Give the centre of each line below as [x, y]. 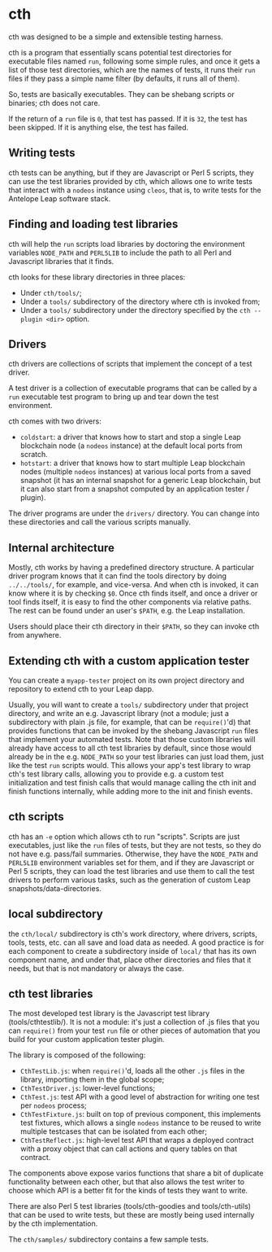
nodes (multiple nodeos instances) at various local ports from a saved [136, 472]
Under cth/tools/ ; [51, 292]
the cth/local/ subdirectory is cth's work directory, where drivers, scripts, [133, 934]
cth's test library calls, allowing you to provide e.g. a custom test [116, 774]
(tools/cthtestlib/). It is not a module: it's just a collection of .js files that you [134, 1022]
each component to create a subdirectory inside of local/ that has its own [133, 951]
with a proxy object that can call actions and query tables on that [129, 1149]
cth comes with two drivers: [55, 421]
